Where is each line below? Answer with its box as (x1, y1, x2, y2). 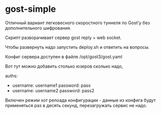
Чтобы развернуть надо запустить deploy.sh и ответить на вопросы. (5, 44, 150, 50)
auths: (5, 73, 18, 78)
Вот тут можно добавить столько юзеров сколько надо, (5, 63, 123, 69)
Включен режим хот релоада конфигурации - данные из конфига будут (5, 97, 156, 103)
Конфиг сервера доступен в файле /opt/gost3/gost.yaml (5, 53, 122, 60)
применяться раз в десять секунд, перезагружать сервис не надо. (5, 102, 147, 108)
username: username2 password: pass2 (12, 87, 95, 93)
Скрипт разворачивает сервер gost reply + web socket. (5, 35, 122, 40)
